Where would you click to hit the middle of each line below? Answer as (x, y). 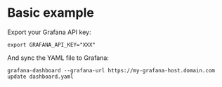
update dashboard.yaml (40, 77)
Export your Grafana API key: (49, 32)
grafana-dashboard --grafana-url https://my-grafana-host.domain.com (111, 70)
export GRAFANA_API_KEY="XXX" (52, 45)
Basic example (51, 13)
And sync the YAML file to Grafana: (58, 58)
